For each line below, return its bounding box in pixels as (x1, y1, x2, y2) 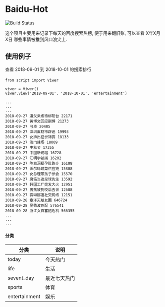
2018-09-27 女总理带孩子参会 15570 (5, 172, 73, 177)
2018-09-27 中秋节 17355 (5, 145, 55, 150)
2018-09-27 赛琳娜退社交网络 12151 (5, 192, 73, 198)
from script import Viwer (5, 78, 58, 83)
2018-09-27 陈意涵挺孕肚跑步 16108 (5, 161, 73, 166)
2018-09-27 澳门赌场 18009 (5, 140, 58, 145)
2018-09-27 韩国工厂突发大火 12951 (5, 182, 73, 187)
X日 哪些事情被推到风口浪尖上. (5, 36, 67, 42)
